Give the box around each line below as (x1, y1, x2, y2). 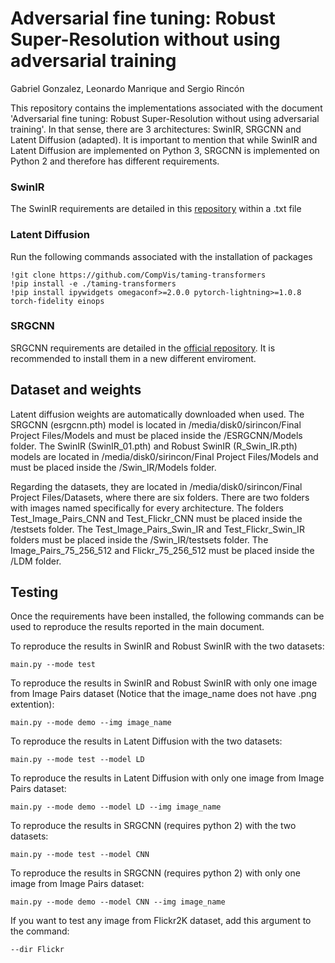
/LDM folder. (10, 555, 62, 567)
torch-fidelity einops (10, 296, 105, 306)
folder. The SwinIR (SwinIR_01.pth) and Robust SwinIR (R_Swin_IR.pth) (10, 440, 298, 452)
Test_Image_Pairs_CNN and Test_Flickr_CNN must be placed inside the (10, 512, 303, 524)
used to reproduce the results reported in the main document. (10, 621, 265, 633)
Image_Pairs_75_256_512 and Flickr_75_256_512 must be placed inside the (10, 544, 315, 556)
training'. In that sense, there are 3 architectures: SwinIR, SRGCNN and (10, 123, 302, 135)
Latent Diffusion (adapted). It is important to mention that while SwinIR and (10, 133, 318, 146)
